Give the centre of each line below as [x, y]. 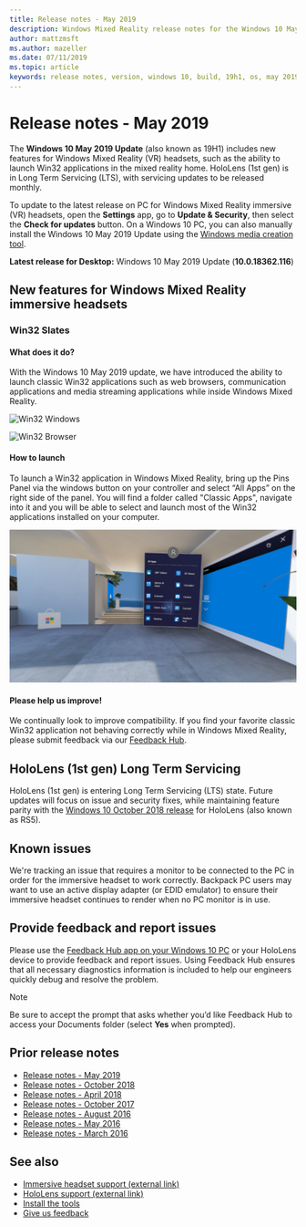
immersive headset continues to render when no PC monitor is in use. [140, 899]
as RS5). [25, 820]
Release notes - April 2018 [72, 1094]
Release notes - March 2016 [76, 1133]
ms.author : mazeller [49, 48]
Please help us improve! [56, 700]
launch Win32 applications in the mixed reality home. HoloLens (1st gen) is [149, 168]
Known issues [51, 848]
